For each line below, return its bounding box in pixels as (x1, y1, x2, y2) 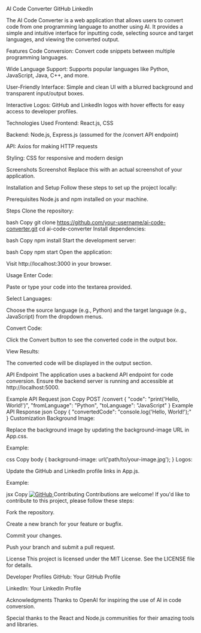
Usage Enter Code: (6, 272, 53, 278)
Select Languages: (6, 295, 53, 302)
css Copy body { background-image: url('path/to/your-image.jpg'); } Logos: (6, 456, 193, 463)
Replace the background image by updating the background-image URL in (6, 426, 190, 433)
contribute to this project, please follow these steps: (6, 497, 135, 504)
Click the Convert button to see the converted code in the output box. (6, 336, 178, 343)
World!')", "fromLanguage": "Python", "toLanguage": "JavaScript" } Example (6, 402, 193, 409)
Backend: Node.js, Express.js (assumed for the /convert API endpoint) (6, 131, 179, 138)
